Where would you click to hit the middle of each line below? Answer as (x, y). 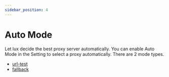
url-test (20, 64)
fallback (20, 69)
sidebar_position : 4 (27, 10)
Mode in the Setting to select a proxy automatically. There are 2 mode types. (85, 54)
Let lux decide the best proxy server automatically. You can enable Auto (80, 49)
